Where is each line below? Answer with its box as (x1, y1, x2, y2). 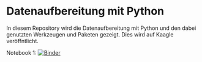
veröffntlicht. (6, 37, 39, 44)
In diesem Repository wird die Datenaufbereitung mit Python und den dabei (6, 24, 196, 32)
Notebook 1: (6, 49, 37, 56)
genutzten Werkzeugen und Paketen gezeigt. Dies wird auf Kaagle (6, 30, 174, 38)
